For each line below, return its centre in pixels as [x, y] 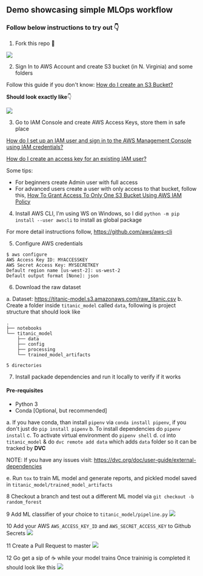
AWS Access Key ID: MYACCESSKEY [47, 260]
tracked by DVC [26, 448]
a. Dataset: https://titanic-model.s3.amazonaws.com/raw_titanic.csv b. [95, 299]
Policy [23, 201]
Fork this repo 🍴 [35, 43]
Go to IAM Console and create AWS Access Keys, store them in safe [100, 122]
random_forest [24, 502]
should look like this [31, 567]
